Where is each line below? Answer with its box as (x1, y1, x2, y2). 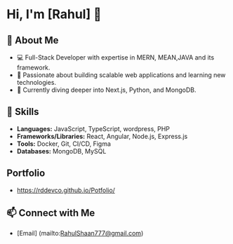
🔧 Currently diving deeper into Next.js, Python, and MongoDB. (16, 86, 197, 94)
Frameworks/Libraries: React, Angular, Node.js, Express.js (16, 132, 188, 140)
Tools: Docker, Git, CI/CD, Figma (16, 140, 112, 148)
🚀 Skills (6, 106, 39, 118)
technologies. (16, 79, 57, 86)
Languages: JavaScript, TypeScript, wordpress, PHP (16, 124, 170, 133)
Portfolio (6, 168, 46, 179)
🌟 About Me (6, 34, 59, 46)
